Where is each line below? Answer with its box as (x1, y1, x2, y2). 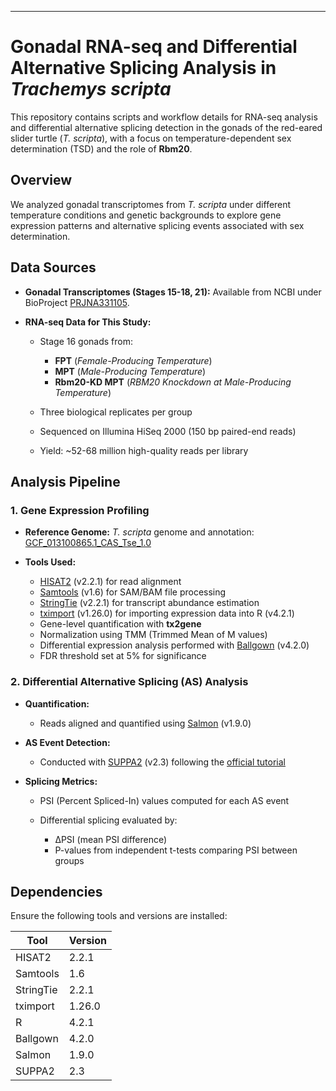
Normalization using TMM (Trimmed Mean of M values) (39, 629, 268, 641)
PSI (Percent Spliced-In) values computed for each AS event (39, 794, 290, 806)
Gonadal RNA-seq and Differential (10, 36, 298, 58)
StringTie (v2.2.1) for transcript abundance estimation (39, 597, 260, 609)
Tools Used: (24, 556, 77, 568)
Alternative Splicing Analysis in (10, 57, 277, 80)
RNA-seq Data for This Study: (24, 316, 152, 328)
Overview (10, 172, 73, 189)
